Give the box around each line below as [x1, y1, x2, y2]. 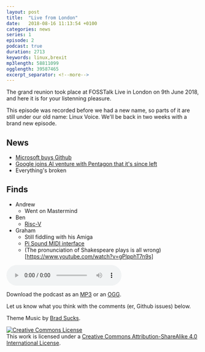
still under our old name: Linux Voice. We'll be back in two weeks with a [6, 113, 187, 121]
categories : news [6, 26, 51, 32]
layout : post [6, 9, 40, 15]
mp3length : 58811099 [6, 60, 60, 66]
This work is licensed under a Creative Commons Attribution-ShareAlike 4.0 [6, 332, 198, 340]
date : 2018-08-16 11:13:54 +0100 [6, 20, 98, 26]
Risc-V [24, 220, 42, 227]
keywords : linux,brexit [6, 54, 68, 61]
